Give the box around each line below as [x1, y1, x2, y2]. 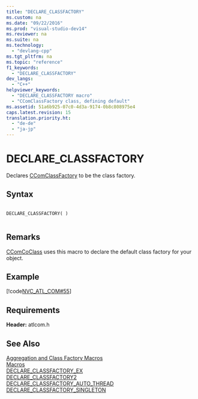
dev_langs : [6, 76, 34, 82]
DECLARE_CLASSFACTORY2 [6, 374, 77, 380]
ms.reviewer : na [6, 31, 47, 37]
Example [6, 272, 40, 282]
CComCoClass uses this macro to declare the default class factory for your [6, 248, 192, 255]
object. [6, 254, 24, 261]
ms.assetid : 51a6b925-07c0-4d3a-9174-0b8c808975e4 [6, 103, 136, 110]
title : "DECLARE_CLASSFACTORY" [6, 8, 85, 15]
